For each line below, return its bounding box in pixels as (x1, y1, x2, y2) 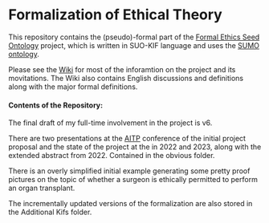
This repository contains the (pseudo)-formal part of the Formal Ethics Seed (8, 32, 260, 42)
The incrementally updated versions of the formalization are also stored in (8, 199, 253, 209)
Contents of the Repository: (8, 100, 103, 110)
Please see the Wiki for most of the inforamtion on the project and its (8, 64, 236, 74)
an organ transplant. (8, 183, 75, 193)
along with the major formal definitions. (8, 82, 138, 91)
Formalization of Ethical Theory (8, 6, 222, 24)
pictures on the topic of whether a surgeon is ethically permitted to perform (8, 175, 259, 184)
